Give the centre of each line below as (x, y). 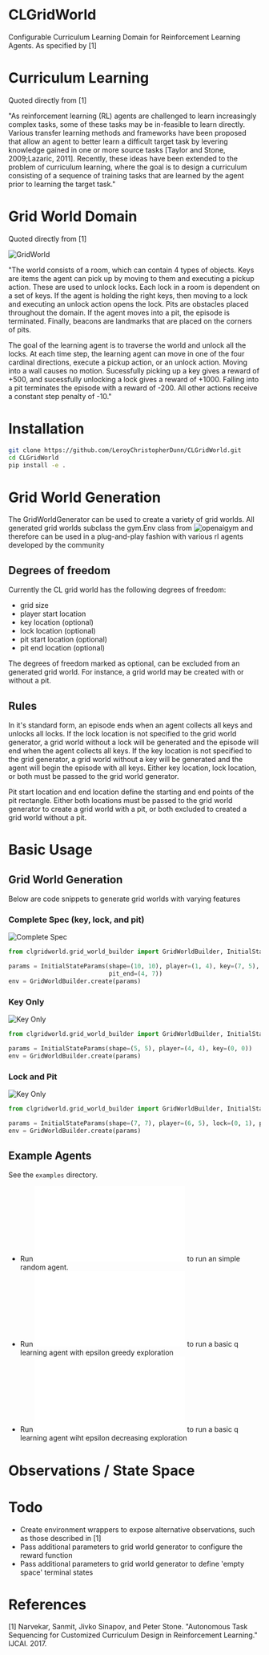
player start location (53, 614)
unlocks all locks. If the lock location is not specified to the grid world (122, 733)
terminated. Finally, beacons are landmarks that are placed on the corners (130, 321)
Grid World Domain (73, 216)
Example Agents (50, 1155)
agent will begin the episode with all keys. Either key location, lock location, (132, 768)
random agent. (44, 1267)
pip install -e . (37, 465)
